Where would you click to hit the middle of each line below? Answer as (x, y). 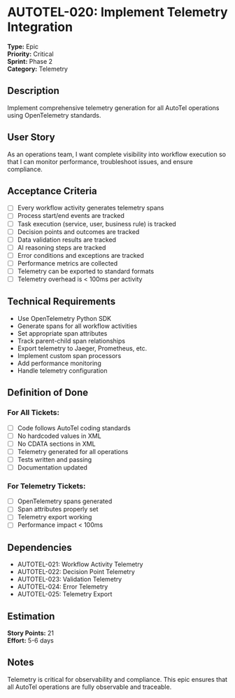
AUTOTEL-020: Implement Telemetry (117, 12)
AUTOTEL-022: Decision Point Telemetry (76, 572)
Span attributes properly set (58, 509)
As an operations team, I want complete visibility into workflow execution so (116, 154)
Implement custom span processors (69, 355)
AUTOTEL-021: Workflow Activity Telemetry (80, 564)
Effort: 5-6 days (30, 641)
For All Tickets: (33, 413)
